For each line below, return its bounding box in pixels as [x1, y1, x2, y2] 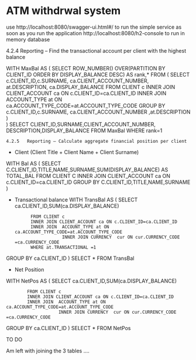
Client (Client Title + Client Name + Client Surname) [14, 148, 139, 156]
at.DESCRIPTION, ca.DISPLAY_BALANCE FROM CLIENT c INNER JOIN [6, 83, 176, 90]
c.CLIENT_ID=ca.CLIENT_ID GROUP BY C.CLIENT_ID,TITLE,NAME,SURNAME [6, 179, 191, 186]
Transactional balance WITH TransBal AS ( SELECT [14, 196, 138, 203]
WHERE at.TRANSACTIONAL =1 [30, 244, 97, 250]
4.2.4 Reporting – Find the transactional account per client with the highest [6, 47, 186, 54]
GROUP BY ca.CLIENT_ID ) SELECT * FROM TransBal [6, 255, 135, 262]
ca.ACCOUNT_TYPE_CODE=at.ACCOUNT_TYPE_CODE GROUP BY [6, 102, 166, 109]
